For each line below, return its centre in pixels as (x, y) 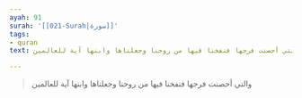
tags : (19, 34)
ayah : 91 (26, 17)
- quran (24, 42)
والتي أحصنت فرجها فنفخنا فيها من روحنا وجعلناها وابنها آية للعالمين (142, 84)
